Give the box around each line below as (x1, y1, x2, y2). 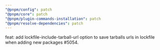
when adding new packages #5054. (5, 40, 79, 46)
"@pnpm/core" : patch (5, 12, 48, 17)
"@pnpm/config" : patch (5, 7, 52, 12)
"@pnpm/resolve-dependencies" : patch (5, 21, 83, 26)
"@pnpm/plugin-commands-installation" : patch (5, 16, 101, 21)
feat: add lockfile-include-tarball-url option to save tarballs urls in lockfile (5, 34, 155, 40)
